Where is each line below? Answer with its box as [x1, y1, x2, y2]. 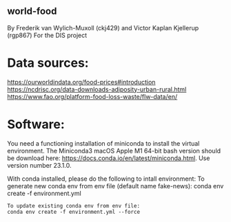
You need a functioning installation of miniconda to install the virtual [7, 139, 200, 147]
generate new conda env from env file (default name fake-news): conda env [7, 181, 224, 190]
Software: [7, 116, 66, 132]
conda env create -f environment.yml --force [7, 208, 140, 215]
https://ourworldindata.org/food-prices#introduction [7, 78, 156, 86]
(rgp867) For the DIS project [7, 31, 88, 39]
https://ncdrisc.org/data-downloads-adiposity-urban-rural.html [7, 85, 187, 93]
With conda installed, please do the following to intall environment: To [7, 175, 205, 183]
